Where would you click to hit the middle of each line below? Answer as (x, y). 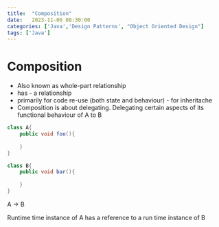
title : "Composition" (39, 13)
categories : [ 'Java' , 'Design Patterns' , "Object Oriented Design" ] (106, 26)
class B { (20, 166)
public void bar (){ (47, 172)
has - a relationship (44, 93)
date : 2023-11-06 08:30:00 (49, 20)
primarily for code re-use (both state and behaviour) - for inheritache (115, 100)
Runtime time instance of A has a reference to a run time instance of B (106, 217)
